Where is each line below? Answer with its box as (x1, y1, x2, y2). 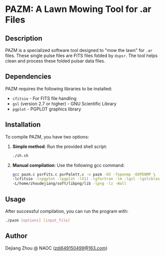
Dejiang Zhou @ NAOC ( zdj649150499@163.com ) (5, 245, 108, 251)
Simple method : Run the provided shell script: (12, 143, 107, 149)
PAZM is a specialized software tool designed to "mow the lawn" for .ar (5, 47, 153, 53)
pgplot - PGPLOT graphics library (12, 106, 81, 112)
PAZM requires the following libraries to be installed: (5, 85, 112, 91)
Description (5, 34, 42, 42)
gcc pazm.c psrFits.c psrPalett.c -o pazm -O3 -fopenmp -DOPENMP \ (12, 171, 156, 177)
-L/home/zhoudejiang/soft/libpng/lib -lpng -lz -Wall (12, 181, 127, 186)
